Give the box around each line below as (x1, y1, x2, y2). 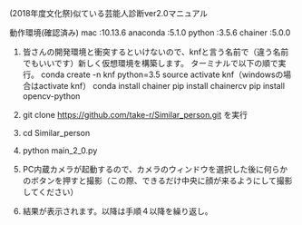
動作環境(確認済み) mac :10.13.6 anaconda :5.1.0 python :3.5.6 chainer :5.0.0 (9, 27, 291, 38)
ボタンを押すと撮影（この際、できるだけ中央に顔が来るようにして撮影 (30, 175, 293, 186)
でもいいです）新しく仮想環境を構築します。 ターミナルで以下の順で (22, 58, 278, 68)
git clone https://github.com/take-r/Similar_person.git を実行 (22, 110, 248, 120)
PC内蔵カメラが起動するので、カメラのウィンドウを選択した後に (22, 164, 265, 174)
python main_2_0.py (22, 145, 98, 156)
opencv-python (22, 91, 81, 102)
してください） (22, 187, 79, 197)
